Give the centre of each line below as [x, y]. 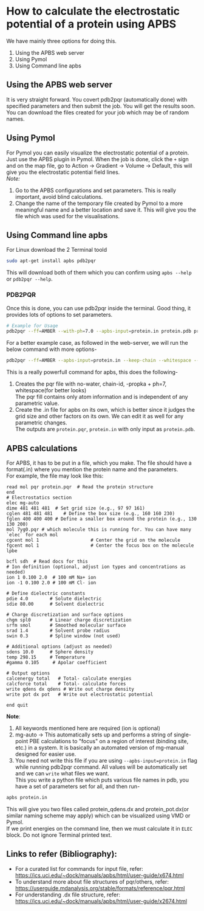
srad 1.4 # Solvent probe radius [58, 631]
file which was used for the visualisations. [67, 216]
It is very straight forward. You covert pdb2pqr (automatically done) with [97, 99]
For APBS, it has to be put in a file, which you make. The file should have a [99, 463]
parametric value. [37, 403]
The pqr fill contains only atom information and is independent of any [101, 397]
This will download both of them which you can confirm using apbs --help [99, 272]
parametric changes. [41, 423]
